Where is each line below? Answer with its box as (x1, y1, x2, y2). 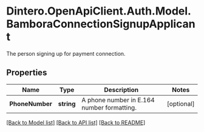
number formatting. (81, 103, 137, 111)
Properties (6, 68, 47, 78)
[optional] (166, 99, 195, 108)
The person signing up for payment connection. (6, 50, 126, 57)
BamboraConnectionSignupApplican (6, 17, 195, 31)
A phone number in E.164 (81, 96, 155, 104)
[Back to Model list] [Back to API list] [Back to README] (6, 119, 146, 126)
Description (104, 85, 138, 94)
